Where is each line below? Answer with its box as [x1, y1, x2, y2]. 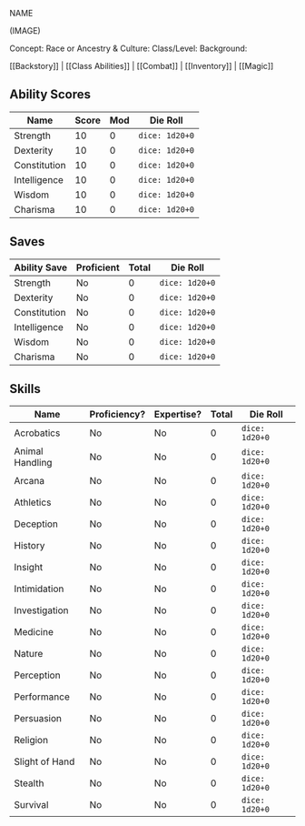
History [14, 539, 45, 552]
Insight [14, 561, 44, 574]
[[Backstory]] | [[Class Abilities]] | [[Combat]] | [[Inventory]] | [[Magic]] [9, 61, 274, 71]
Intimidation [14, 582, 64, 595]
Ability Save [14, 261, 68, 274]
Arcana [14, 475, 45, 488]
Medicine [14, 626, 54, 639]
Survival [14, 799, 49, 811]
